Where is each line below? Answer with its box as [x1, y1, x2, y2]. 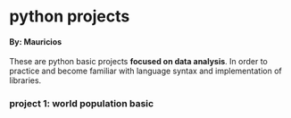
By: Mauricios [9, 36, 62, 46]
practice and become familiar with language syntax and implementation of [9, 65, 283, 77]
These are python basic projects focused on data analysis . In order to [9, 56, 268, 67]
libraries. [9, 75, 42, 86]
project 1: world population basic [9, 97, 154, 110]
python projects [9, 6, 130, 27]
